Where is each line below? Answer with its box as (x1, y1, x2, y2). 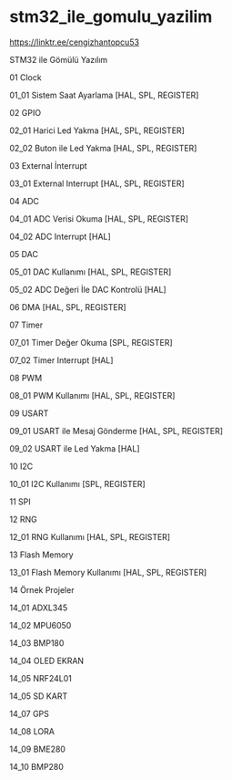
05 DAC (9, 248, 39, 259)
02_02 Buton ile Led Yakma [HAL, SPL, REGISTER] (9, 142, 197, 153)
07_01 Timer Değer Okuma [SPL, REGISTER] (9, 337, 173, 348)
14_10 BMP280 (9, 761, 64, 772)
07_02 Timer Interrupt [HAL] (9, 354, 114, 366)
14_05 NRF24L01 (9, 672, 73, 683)
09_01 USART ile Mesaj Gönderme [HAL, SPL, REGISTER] (9, 425, 224, 436)
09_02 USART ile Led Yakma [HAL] (9, 442, 140, 453)
